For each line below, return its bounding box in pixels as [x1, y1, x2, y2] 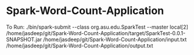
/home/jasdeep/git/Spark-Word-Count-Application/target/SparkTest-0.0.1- [6, 29, 186, 36]
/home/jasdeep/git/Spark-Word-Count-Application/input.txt [43, 36, 187, 43]
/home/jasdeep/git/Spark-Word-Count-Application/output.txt [6, 42, 153, 49]
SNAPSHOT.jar [6, 36, 42, 43]
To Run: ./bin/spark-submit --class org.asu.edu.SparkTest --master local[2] [6, 23, 189, 30]
